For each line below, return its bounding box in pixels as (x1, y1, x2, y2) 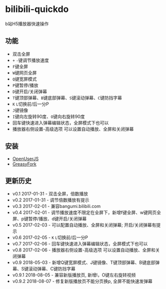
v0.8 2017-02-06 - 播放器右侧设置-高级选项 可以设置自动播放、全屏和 (12, 247, 156, 253)
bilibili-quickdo (5, 3, 69, 15)
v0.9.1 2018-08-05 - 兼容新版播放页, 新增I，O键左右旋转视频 (12, 272, 136, 278)
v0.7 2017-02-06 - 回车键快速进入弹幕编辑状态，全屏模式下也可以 (12, 241, 148, 247)
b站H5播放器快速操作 (5, 20, 49, 26)
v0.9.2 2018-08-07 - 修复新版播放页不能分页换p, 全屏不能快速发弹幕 (12, 278, 153, 284)
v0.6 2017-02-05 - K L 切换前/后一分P (12, 234, 88, 240)
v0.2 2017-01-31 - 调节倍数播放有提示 (12, 197, 90, 203)
